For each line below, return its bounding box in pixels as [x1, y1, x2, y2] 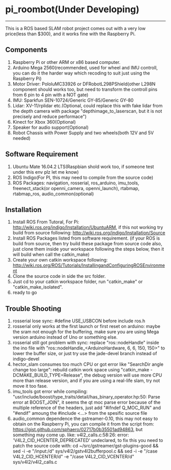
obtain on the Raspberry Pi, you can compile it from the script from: [12, 421, 154, 427]
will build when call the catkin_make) [12, 251, 90, 257]
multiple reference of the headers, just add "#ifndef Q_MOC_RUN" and [12, 405, 161, 411]
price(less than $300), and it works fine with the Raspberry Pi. [5, 31, 136, 37]
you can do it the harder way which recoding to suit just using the [12, 70, 150, 76]
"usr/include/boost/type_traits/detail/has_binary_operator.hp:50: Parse [12, 394, 160, 400]
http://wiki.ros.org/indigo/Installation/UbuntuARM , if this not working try [12, 224, 163, 230]
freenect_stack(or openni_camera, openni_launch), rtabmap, [12, 185, 140, 191]
